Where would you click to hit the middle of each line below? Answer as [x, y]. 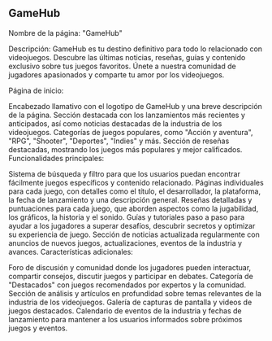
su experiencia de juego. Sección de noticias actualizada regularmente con [134, 234]
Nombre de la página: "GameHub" [66, 33]
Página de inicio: [36, 90]
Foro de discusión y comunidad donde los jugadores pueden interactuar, [130, 267]
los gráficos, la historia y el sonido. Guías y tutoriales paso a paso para [127, 217]
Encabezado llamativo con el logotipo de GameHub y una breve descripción [135, 106]
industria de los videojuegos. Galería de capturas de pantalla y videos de [130, 302]
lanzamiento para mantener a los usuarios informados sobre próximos [125, 319]
